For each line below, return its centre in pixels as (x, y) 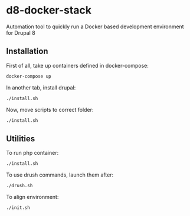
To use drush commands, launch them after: (60, 175)
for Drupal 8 (21, 32)
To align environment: (32, 197)
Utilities (21, 139)
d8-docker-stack (49, 10)
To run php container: (32, 153)
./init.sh (18, 207)
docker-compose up (29, 76)
